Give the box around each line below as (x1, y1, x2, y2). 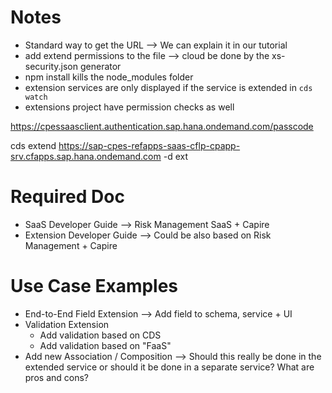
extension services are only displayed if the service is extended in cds (24, 81, 313, 93)
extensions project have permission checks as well (24, 101, 235, 113)
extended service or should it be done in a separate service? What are (24, 361, 315, 373)
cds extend (10, 139, 57, 151)
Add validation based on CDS (39, 329, 162, 341)
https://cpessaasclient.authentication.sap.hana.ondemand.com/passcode (10, 120, 314, 132)
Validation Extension (24, 318, 110, 330)
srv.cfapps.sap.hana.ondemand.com (10, 150, 162, 162)
